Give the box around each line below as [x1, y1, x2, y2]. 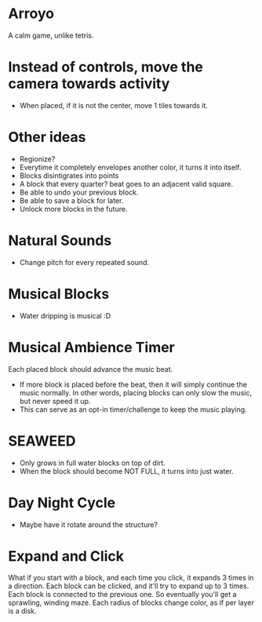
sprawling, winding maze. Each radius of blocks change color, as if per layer [8, 598, 255, 608]
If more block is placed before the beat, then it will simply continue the [19, 380, 247, 389]
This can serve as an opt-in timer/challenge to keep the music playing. [19, 405, 247, 414]
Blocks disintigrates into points [19, 170, 119, 180]
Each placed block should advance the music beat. [8, 364, 173, 373]
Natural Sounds [8, 232, 112, 249]
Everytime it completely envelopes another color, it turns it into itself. [19, 162, 242, 172]
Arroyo [8, 5, 55, 23]
